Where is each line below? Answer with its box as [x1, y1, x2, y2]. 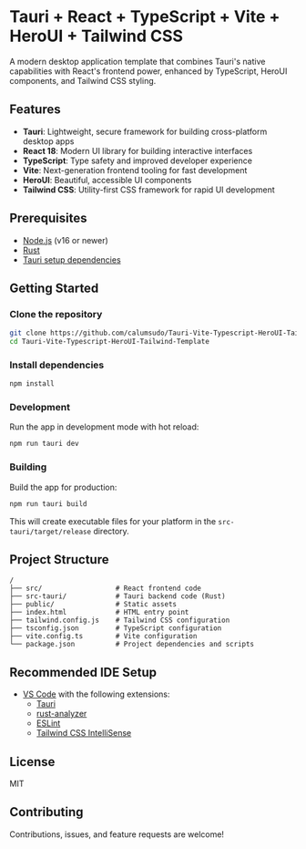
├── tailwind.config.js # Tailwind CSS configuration [9, 616, 230, 626]
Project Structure [9, 552, 109, 567]
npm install [9, 379, 55, 388]
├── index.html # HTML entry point [9, 608, 189, 617]
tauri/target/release [9, 527, 92, 536]
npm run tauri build [9, 499, 88, 508]
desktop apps [22, 135, 75, 147]
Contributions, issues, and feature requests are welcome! [9, 828, 225, 840]
